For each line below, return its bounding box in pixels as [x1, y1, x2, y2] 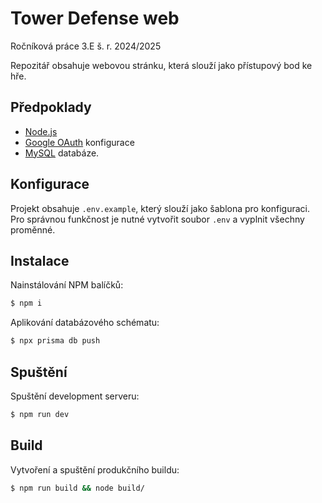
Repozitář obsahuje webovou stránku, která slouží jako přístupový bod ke [10, 59, 313, 71]
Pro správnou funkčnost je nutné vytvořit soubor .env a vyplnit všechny [10, 213, 305, 225]
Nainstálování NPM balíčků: [10, 279, 124, 291]
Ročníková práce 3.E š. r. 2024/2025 [10, 40, 162, 52]
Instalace [10, 252, 70, 269]
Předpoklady [10, 99, 92, 116]
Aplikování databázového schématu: [10, 317, 160, 329]
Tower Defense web [10, 7, 180, 30]
